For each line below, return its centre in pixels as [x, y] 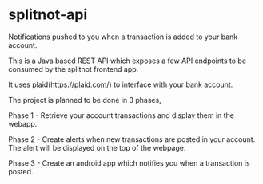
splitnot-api [48, 15]
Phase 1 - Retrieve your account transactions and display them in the [121, 115]
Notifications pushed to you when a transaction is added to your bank [123, 37]
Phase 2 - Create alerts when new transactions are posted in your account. [132, 139]
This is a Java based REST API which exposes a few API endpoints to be [127, 61]
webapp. [23, 123]
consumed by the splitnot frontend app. [74, 69]
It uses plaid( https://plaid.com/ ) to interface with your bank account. [121, 84]
